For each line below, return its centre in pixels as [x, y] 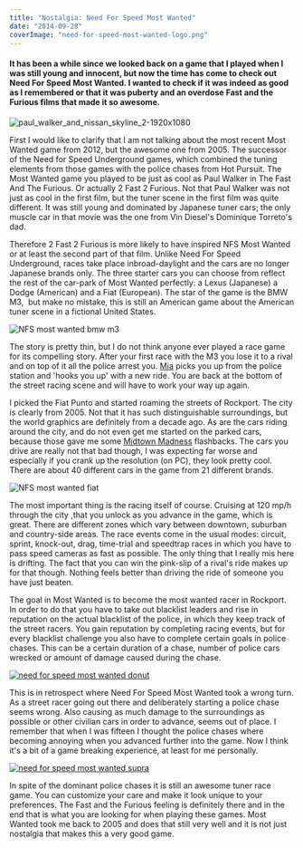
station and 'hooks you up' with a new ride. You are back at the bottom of [146, 375]
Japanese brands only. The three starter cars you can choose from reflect [147, 273]
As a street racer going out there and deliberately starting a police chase [145, 702]
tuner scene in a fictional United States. [83, 311]
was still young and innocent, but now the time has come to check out [143, 72]
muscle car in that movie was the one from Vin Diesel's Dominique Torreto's [151, 217]
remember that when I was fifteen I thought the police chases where [137, 731]
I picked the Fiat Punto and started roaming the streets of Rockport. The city [151, 402]
